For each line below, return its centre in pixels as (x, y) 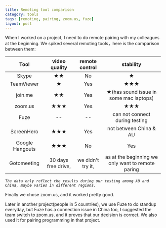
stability (132, 64)
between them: (21, 49)
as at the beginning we (132, 157)
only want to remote (131, 163)
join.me (24, 95)
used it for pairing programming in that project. (53, 220)
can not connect (132, 114)
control (88, 67)
